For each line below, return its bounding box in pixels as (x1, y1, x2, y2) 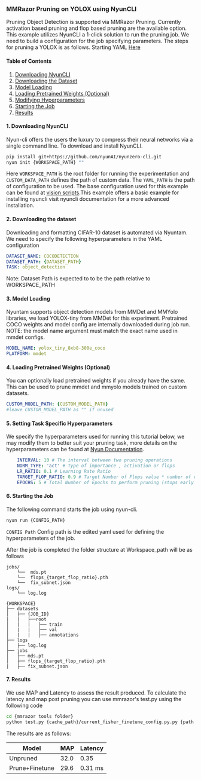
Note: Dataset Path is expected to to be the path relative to (6, 275, 151, 282)
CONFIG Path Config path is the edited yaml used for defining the (6, 528, 165, 535)
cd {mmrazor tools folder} (6, 714, 74, 720)
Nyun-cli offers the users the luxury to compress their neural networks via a (6, 136, 193, 143)
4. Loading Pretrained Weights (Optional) (6, 363, 111, 371)
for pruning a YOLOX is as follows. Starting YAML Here (6, 44, 141, 51)
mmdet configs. (6, 334, 45, 341)
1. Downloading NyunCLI (6, 123, 69, 130)
